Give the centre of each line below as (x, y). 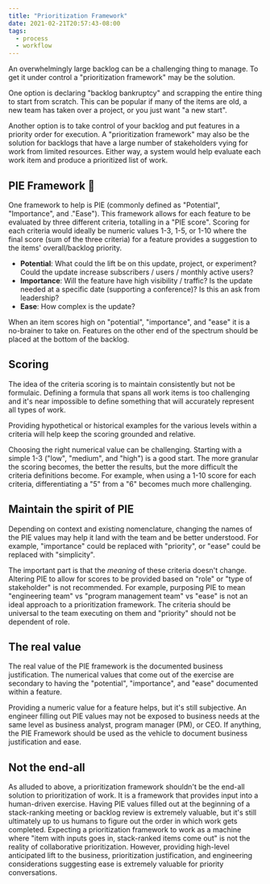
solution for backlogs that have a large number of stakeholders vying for (128, 143)
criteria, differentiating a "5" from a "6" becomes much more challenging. (130, 484)
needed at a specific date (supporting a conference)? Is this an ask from (140, 289)
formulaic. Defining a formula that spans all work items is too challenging (129, 392)
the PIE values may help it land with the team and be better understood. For (133, 537)
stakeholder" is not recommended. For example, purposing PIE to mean (127, 587)
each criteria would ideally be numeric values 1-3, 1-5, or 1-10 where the (128, 230)
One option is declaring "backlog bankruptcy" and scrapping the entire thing (135, 93)
